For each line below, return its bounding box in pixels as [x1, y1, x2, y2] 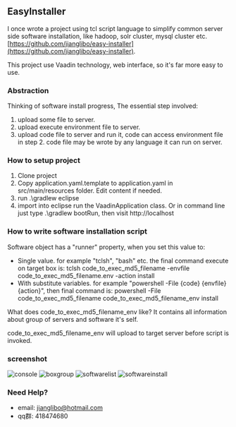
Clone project [17, 172, 58, 180]
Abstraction [7, 85, 49, 95]
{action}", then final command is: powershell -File [17, 286, 161, 295]
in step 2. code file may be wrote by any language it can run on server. [17, 138, 223, 147]
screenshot [7, 354, 48, 363]
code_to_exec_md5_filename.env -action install [17, 271, 155, 279]
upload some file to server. [17, 116, 96, 124]
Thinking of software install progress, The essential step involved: [7, 102, 199, 110]
